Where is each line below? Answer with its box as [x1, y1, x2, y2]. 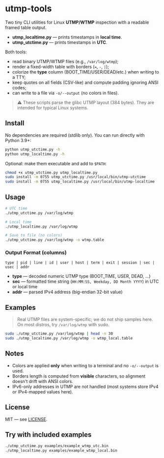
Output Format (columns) [5, 249, 67, 256]
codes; [12, 84, 27, 90]
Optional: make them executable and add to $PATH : [5, 160, 107, 166]
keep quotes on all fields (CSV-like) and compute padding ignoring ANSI [12, 79, 159, 85]
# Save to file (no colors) [5, 233, 63, 238]
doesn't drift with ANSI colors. [12, 378, 74, 384]
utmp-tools [5, 3, 52, 14]
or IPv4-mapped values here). [12, 388, 73, 395]
